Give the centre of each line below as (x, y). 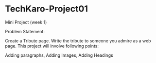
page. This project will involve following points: (52, 46)
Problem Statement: (25, 31)
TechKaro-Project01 (47, 9)
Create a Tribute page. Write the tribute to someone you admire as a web (78, 41)
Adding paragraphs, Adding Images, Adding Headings (59, 55)
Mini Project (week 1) (26, 22)
